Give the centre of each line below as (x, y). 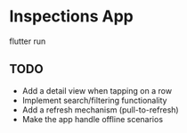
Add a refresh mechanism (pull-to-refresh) (101, 110)
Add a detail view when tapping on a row (97, 90)
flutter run (28, 41)
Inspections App (71, 17)
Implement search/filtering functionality (94, 100)
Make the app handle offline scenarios (92, 119)
